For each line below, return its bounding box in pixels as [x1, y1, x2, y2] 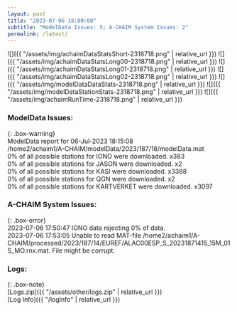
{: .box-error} [7, 216, 46, 224]
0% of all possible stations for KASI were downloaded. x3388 [7, 167, 187, 175]
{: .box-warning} [7, 129, 55, 137]
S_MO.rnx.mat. [7, 246, 51, 255]
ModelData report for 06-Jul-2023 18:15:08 [7, 137, 133, 145]
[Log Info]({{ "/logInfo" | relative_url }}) [7, 295, 121, 304]
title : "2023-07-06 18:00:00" [7, 17, 97, 24]
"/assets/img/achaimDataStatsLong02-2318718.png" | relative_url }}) [16, 73, 218, 81]
